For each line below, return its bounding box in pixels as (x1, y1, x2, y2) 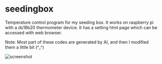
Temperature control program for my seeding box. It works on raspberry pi (5, 19, 154, 25)
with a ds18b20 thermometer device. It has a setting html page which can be (5, 24, 158, 30)
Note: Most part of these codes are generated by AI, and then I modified (5, 39, 149, 45)
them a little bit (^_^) (5, 44, 44, 50)
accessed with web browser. (5, 30, 62, 35)
